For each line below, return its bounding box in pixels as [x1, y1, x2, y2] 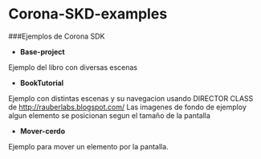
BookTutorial [19, 78, 64, 88]
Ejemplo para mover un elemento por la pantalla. [8, 141, 169, 151]
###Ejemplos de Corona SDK [8, 31, 105, 41]
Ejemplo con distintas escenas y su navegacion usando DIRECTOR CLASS [8, 93, 254, 103]
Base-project [19, 47, 66, 56]
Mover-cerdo [19, 126, 66, 136]
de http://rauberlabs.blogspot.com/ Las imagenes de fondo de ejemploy [8, 102, 247, 112]
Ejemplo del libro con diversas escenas [8, 62, 138, 72]
